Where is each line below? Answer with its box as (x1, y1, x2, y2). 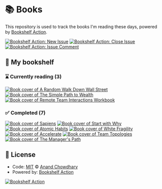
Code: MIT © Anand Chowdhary (12, 164, 78, 170)
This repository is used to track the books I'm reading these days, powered (5, 23, 158, 30)
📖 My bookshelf (5, 58, 54, 67)
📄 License (5, 150, 36, 159)
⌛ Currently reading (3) (5, 73, 62, 80)
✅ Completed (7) (5, 109, 46, 116)
